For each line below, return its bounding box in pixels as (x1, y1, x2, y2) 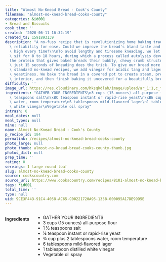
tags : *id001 (5, 183, 32, 188)
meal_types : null (5, 118, 41, 123)
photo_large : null (5, 141, 43, 146)
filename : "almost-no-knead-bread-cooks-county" (5, 12, 107, 17)
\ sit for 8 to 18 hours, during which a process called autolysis (9, 53, 152, 59)
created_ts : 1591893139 (5, 35, 54, 40)
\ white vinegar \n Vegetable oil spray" (9, 104, 92, 109)
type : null (5, 192, 28, 196)
